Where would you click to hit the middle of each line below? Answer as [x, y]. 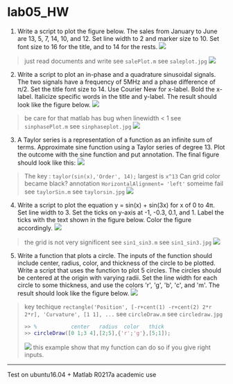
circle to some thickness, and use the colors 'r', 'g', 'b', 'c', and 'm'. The [118, 285]
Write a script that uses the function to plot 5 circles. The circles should [119, 270]
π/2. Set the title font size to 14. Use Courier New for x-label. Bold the [116, 89]
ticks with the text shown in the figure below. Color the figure [104, 219]
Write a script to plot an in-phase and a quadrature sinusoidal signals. [116, 74]
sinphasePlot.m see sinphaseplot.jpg [78, 126]
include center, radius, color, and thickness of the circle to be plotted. [116, 263]
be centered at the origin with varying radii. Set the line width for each [117, 277]
